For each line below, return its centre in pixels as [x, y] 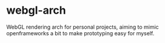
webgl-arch [36, 10]
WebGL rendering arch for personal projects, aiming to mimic [82, 27]
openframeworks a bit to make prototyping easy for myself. [80, 33]
